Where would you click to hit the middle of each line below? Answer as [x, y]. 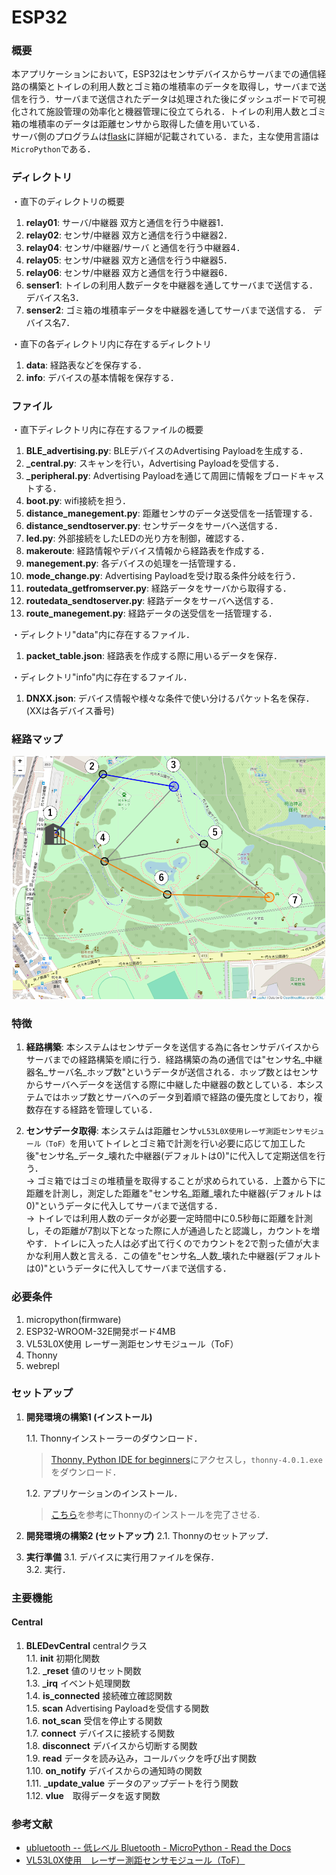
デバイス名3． [55, 297]
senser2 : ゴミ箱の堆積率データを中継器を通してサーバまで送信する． [168, 310]
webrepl [42, 1365]
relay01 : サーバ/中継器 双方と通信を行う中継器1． [127, 222]
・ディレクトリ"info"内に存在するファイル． [102, 677]
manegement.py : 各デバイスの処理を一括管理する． [133, 563]
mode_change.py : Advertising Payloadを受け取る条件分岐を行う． [163, 576]
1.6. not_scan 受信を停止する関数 [94, 1720]
